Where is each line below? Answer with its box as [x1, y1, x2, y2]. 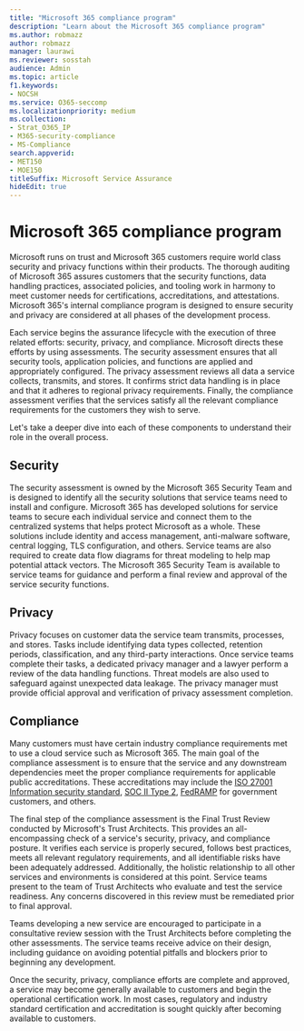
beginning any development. [9, 956, 116, 967]
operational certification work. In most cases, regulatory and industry [9, 993, 268, 1005]
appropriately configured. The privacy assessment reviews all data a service [9, 365, 295, 377]
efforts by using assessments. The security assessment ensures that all [9, 346, 278, 357]
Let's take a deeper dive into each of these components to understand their [9, 422, 292, 433]
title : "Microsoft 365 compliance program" [9, 13, 177, 23]
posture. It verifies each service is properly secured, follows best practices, [9, 842, 292, 853]
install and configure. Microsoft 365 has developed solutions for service [9, 501, 279, 512]
